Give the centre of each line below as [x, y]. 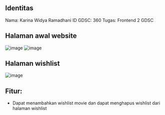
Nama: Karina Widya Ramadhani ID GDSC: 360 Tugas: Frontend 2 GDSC [79, 20]
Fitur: [14, 91]
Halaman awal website [41, 36]
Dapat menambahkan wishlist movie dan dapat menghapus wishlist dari [86, 103]
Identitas [19, 8]
